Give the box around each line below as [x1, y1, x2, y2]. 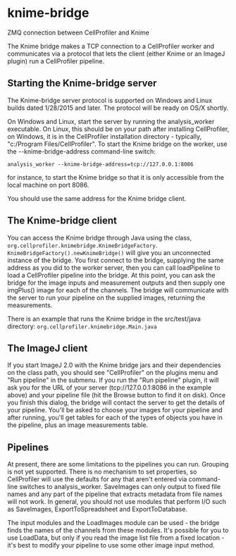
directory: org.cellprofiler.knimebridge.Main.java [7, 322, 157, 330]
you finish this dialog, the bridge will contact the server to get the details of [7, 398, 225, 407]
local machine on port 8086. [7, 180, 89, 189]
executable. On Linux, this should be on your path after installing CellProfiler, [7, 125, 230, 133]
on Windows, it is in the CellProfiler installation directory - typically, [7, 132, 202, 140]
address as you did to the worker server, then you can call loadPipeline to [7, 263, 221, 272]
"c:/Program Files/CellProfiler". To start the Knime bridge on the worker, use [7, 140, 228, 148]
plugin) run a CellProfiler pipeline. [7, 56, 104, 65]
